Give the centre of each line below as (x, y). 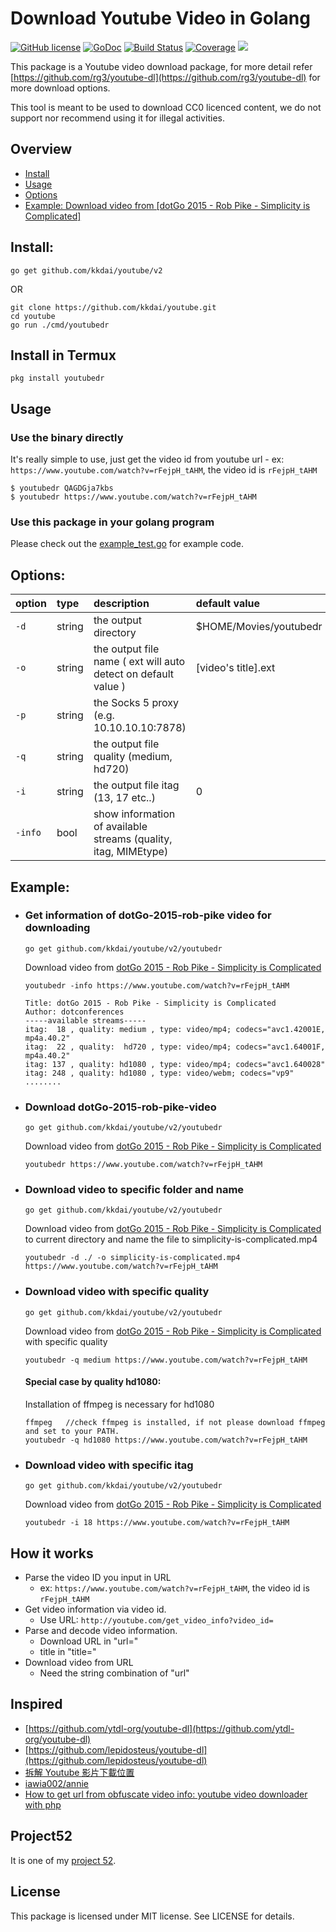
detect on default (134, 674)
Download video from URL (79, 1663)
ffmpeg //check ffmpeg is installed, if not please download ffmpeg (175, 1422)
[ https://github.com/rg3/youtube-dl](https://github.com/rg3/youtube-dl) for (165, 77)
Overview (41, 149)
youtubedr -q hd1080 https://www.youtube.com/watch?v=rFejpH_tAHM (166, 1440)
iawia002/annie (56, 1783)
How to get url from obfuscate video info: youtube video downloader (166, 1794)
